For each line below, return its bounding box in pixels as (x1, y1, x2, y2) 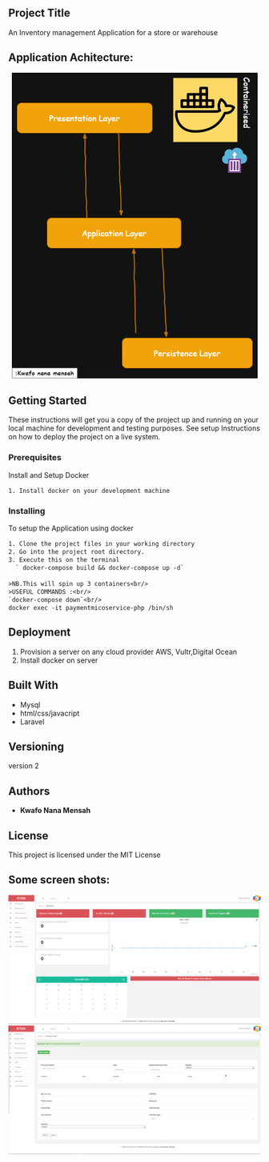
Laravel (19, 716, 45, 727)
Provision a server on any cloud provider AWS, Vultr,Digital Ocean (19, 647, 238, 656)
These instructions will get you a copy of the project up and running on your (8, 415, 259, 425)
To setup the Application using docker (8, 523, 134, 533)
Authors (8, 784, 50, 798)
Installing (8, 505, 46, 516)
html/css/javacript (19, 708, 80, 718)
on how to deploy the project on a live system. (8, 432, 161, 442)
